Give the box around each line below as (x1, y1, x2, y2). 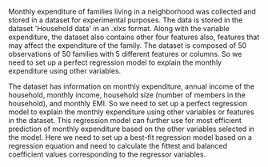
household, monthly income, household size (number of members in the (8, 90, 246, 99)
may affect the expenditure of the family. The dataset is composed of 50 (8, 41, 247, 50)
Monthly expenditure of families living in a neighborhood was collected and (8, 7, 256, 16)
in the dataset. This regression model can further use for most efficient (8, 116, 242, 125)
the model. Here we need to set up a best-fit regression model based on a (8, 133, 252, 142)
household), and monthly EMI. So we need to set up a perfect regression (8, 99, 248, 108)
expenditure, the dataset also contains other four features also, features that (8, 32, 260, 42)
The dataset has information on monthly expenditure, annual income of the (8, 82, 254, 91)
